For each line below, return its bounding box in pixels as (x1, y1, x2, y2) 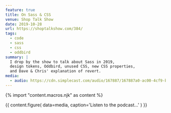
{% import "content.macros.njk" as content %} (5, 92, 103, 98)
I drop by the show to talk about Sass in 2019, (10, 59, 115, 64)
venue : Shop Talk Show (5, 17, 53, 22)
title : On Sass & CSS (5, 12, 51, 17)
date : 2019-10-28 (5, 21, 42, 27)
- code (10, 36, 24, 41)
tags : (5, 31, 17, 36)
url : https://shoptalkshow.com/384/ (5, 26, 83, 31)
